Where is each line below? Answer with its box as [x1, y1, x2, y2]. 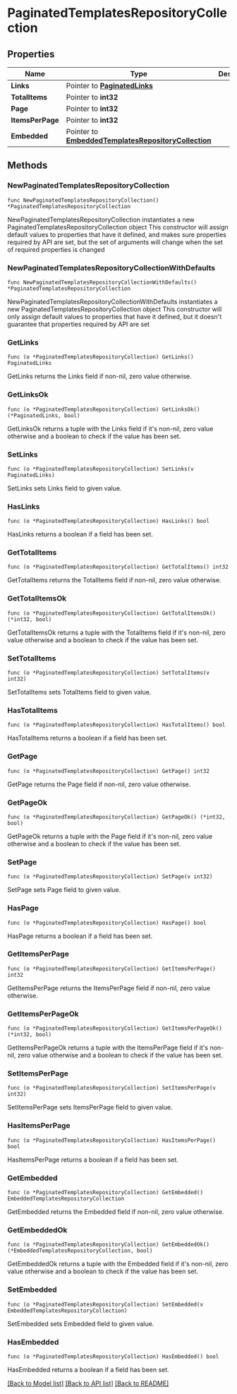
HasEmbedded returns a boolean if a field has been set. [7, 1365, 169, 1374]
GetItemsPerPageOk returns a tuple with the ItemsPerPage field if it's [7, 1043, 209, 1052]
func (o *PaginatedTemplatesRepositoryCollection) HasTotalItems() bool [7, 721, 226, 728]
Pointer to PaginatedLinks [66, 81, 153, 90]
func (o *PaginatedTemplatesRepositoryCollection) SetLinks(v [7, 465, 194, 472]
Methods [7, 160, 48, 172]
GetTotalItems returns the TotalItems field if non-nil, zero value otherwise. [7, 576, 221, 584]
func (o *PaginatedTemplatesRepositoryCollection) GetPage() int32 [7, 767, 210, 774]
